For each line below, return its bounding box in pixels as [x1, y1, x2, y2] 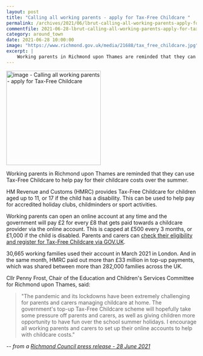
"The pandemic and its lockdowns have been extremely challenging [21, 292, 190, 299]
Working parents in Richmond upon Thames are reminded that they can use [6, 170, 195, 177]
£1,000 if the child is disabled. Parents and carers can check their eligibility [6, 232, 193, 239]
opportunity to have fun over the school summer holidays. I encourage [21, 318, 197, 325]
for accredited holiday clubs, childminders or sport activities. [6, 200, 158, 208]
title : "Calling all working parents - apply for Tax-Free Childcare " [6, 14, 190, 21]
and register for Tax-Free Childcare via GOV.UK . [6, 238, 126, 245]
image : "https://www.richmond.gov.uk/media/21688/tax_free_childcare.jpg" [6, 43, 199, 49]
